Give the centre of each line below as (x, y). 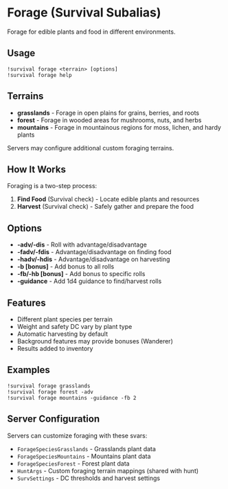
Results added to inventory (55, 349)
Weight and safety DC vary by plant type (75, 327)
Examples (28, 370)
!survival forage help (39, 75)
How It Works (37, 169)
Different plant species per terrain (65, 319)
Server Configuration (54, 419)
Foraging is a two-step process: (52, 186)
